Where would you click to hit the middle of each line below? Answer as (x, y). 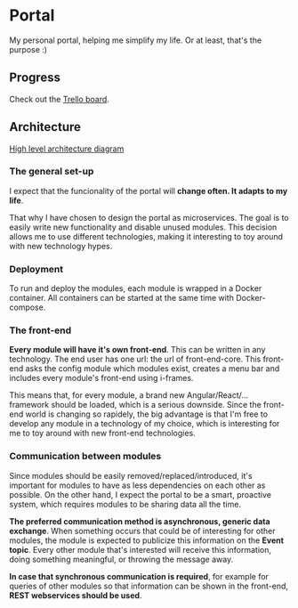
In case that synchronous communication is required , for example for (139, 576)
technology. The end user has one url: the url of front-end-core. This (135, 359)
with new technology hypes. (61, 246)
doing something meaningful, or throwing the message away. (121, 559)
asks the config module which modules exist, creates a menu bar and (153, 369)
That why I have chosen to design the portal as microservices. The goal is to (149, 217)
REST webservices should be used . (76, 595)
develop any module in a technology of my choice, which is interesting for (145, 424)
